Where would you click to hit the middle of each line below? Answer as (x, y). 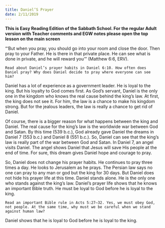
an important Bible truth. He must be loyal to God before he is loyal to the (79, 188)
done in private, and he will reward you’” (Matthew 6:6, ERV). (67, 59)
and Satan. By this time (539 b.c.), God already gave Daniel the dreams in (80, 131)
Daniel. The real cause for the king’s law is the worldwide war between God (82, 127)
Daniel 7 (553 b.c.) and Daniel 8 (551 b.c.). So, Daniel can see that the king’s (82, 137)
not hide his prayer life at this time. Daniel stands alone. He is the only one (80, 178)
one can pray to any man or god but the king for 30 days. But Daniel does (80, 172)
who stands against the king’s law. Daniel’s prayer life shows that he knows (81, 183)
